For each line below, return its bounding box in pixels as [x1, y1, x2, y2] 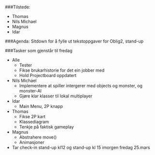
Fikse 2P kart [19, 114, 46, 119]
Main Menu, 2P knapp [19, 104, 63, 109]
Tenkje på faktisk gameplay [19, 124, 74, 130]
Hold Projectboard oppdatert [19, 73, 76, 78]
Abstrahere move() [19, 134, 57, 140]
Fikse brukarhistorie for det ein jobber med [19, 67, 105, 73]
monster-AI [19, 88, 42, 93]
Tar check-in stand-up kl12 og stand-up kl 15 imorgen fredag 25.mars [12, 145, 151, 150]
